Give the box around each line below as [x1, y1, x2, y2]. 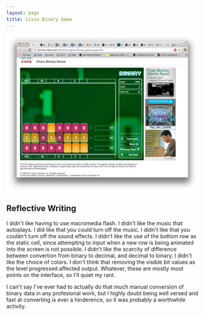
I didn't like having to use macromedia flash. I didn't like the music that [6, 219, 183, 226]
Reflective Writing [6, 203, 77, 214]
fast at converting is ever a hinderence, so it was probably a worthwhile [6, 296, 186, 303]
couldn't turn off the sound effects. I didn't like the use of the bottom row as [6, 232, 197, 240]
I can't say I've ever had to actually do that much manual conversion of [6, 283, 184, 290]
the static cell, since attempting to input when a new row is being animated [6, 239, 194, 246]
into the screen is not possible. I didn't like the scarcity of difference [6, 245, 177, 253]
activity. [6, 302, 26, 310]
